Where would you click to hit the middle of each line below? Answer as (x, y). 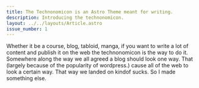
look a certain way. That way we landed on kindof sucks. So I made (91, 72)
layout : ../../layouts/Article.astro (54, 23)
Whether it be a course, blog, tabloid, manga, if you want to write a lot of (97, 46)
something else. (27, 78)
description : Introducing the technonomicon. (65, 18)
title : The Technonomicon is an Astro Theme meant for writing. (90, 12)
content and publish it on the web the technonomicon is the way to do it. (97, 53)
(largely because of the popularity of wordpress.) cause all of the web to (97, 66)
